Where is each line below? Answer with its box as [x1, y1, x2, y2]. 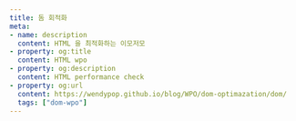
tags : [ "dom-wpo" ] [17, 97, 88, 107]
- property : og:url [9, 81, 84, 90]
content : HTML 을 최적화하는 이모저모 [17, 38, 146, 48]
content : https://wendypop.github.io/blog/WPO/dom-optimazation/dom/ [17, 89, 287, 98]
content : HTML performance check [17, 73, 145, 82]
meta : [9, 22, 30, 31]
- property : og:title [9, 47, 92, 56]
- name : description [9, 30, 88, 39]
